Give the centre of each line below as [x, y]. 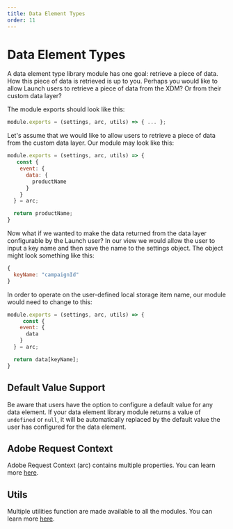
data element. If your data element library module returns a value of [104, 412]
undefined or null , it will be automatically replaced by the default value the [114, 419]
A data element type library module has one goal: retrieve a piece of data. [113, 74]
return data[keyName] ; [46, 359]
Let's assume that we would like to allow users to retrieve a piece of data [111, 136]
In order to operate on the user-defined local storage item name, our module [116, 294]
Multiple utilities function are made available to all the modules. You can [110, 512]
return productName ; [43, 214]
